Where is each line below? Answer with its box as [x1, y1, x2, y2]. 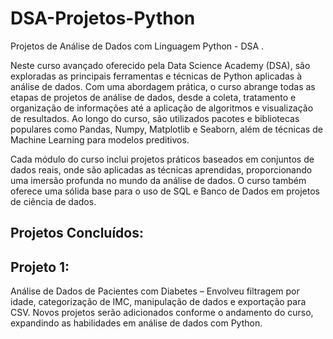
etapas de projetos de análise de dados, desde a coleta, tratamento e [10, 91, 297, 103]
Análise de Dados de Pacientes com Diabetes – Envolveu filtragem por [10, 285, 300, 297]
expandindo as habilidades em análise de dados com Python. [10, 317, 263, 329]
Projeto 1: [10, 258, 70, 276]
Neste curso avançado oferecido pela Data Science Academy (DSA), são [10, 59, 311, 71]
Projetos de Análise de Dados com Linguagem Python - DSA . [10, 40, 265, 52]
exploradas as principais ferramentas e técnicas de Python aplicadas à [10, 70, 303, 82]
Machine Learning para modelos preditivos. [10, 133, 190, 146]
